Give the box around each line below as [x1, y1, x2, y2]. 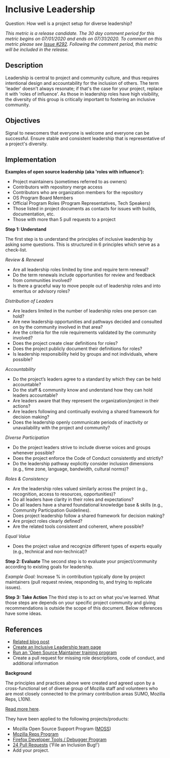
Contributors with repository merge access [12, 184, 103, 190]
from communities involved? [12, 277, 72, 283]
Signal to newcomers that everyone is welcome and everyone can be [5, 130, 150, 136]
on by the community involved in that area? [12, 324, 103, 330]
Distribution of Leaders [5, 298, 54, 304]
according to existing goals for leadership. [5, 564, 94, 570]
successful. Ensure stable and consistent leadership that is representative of [5, 135, 165, 141]
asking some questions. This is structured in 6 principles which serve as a [5, 241, 160, 247]
